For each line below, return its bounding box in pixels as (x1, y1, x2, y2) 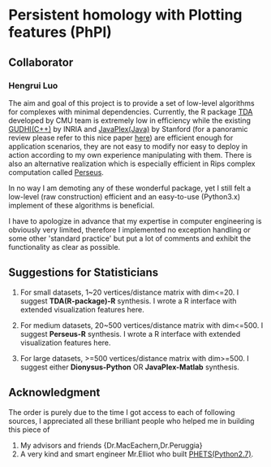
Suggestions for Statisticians (8, 266, 159, 280)
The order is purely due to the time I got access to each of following (8, 407, 235, 417)
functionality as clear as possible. (8, 242, 121, 251)
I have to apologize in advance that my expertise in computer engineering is (8, 216, 262, 225)
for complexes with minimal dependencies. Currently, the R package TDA (8, 107, 253, 116)
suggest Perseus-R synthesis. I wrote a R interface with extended (19, 329, 241, 338)
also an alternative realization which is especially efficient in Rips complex (8, 159, 256, 168)
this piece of (8, 425, 50, 434)
